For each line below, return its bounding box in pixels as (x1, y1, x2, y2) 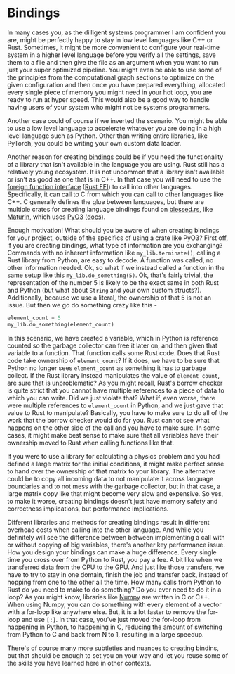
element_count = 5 (7, 314, 61, 322)
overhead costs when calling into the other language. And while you (7, 526, 204, 534)
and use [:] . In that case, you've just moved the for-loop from (21, 615, 201, 623)
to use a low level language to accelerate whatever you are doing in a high (7, 124, 222, 132)
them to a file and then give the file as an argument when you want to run (7, 58, 219, 66)
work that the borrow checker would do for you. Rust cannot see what (7, 416, 210, 424)
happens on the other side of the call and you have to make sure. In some (7, 424, 220, 432)
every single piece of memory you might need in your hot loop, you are (7, 88, 213, 96)
